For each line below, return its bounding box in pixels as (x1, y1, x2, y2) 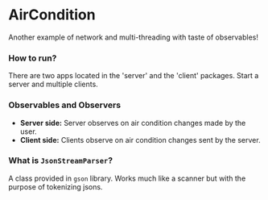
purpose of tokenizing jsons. (8, 181, 103, 191)
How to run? (8, 52, 57, 64)
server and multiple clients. (8, 79, 98, 90)
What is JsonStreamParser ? (8, 155, 113, 166)
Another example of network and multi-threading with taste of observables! (8, 32, 259, 42)
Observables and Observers (8, 99, 122, 110)
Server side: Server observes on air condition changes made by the (19, 118, 246, 127)
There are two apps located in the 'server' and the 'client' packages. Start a (8, 71, 259, 81)
